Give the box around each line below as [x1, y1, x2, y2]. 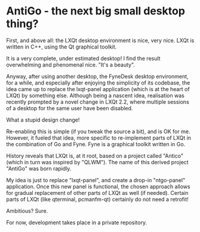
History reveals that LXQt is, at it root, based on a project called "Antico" [6, 152, 184, 159]
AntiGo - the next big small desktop [6, 4, 185, 18]
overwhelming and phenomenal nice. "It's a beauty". [6, 61, 136, 68]
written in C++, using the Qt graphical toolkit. [6, 43, 117, 50]
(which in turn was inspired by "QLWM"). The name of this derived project [6, 158, 189, 165]
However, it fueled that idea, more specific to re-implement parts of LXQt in [6, 134, 192, 141]
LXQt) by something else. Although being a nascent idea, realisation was [6, 92, 185, 99]
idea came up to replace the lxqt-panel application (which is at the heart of [6, 85, 190, 92]
